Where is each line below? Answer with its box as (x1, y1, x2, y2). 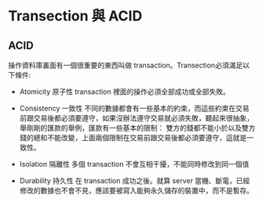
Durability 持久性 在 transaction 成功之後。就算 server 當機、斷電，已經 (19, 176, 250, 185)
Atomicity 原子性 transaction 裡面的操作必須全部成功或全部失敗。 (19, 87, 230, 96)
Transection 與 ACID (8, 7, 143, 25)
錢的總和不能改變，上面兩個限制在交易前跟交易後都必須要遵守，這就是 (19, 133, 247, 142)
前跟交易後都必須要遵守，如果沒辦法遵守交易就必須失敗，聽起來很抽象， (19, 114, 254, 122)
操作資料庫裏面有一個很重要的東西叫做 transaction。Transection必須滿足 (8, 60, 243, 70)
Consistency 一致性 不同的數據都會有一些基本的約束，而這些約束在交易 (19, 103, 250, 113)
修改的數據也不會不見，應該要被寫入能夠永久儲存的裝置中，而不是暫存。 (19, 186, 254, 195)
